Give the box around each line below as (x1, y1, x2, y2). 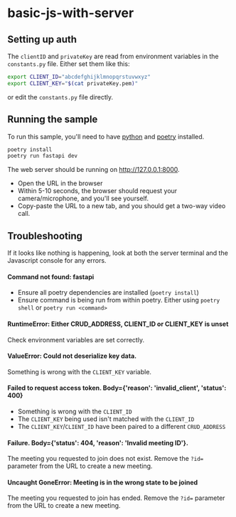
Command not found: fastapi (7, 272, 95, 281)
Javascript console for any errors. (7, 256, 107, 265)
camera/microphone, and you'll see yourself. (17, 194, 149, 203)
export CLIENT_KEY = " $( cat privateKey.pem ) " (7, 80, 139, 87)
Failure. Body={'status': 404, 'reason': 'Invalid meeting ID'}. (7, 438, 188, 447)
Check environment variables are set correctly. (7, 335, 144, 344)
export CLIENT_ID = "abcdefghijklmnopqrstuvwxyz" (7, 73, 151, 80)
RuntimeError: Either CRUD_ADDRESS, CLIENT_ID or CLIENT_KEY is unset (7, 320, 229, 328)
